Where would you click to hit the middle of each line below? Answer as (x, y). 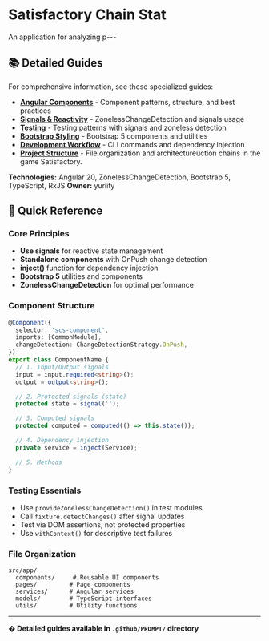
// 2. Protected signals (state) (71, 397)
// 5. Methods (39, 462)
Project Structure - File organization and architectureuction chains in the (140, 153)
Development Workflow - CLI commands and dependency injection (132, 144)
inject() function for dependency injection (89, 268)
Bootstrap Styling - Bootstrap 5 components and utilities (114, 136)
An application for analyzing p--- (62, 37)
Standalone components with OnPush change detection (113, 260)
